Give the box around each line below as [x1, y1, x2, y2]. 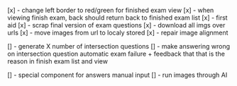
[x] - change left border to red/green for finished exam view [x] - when [7, 6, 214, 14]
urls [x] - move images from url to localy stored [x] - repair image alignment [7, 28, 228, 37]
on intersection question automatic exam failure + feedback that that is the [7, 49, 226, 58]
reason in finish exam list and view [7, 57, 109, 66]
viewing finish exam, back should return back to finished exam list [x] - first [7, 13, 228, 22]
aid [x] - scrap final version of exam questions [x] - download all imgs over [7, 21, 226, 29]
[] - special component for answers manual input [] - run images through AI [7, 70, 228, 79]
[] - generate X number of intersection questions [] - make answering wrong [7, 42, 231, 50]
